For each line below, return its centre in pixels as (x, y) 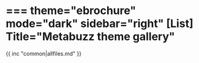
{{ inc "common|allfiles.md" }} (44, 53)
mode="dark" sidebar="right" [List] (99, 24)
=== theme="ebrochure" (71, 11)
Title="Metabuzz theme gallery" (90, 37)
